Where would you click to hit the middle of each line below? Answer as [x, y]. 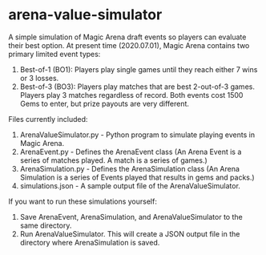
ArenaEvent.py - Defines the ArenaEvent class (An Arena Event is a [131, 152]
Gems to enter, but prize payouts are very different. [105, 103]
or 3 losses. [39, 78]
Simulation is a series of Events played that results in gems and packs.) [137, 177]
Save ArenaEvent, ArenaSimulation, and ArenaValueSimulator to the [131, 217]
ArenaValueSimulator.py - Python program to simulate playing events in [137, 135]
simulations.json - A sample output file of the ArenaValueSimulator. [130, 185]
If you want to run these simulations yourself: [83, 201]
